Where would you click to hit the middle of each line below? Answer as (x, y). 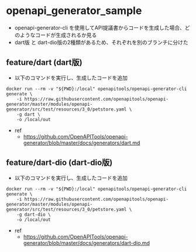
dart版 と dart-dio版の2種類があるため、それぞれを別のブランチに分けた (101, 42)
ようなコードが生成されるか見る (58, 35)
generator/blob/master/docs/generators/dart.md (82, 143)
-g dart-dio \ (34, 215)
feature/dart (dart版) (44, 63)
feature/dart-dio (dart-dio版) (59, 163)
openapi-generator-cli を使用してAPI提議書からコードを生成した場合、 (100, 27)
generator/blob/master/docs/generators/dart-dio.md (87, 243)
